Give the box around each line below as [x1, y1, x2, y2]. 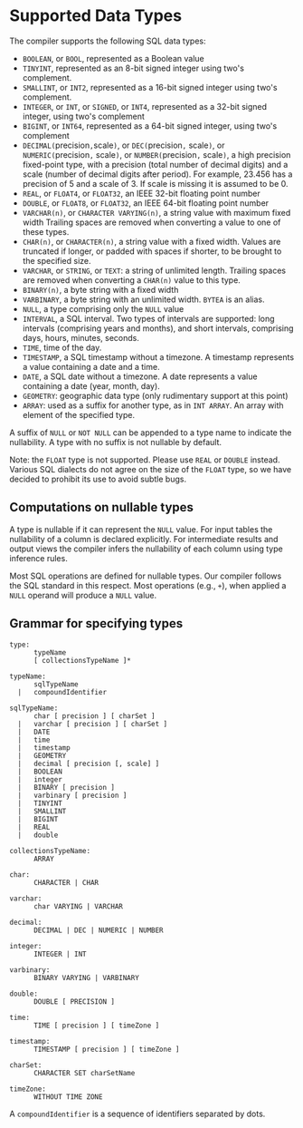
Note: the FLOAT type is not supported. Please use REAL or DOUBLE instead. [9, 454, 280, 465]
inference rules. [9, 552, 68, 563]
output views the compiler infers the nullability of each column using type [9, 543, 283, 554]
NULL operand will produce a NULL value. [9, 589, 157, 600]
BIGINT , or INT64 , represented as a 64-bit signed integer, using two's [22, 120, 278, 131]
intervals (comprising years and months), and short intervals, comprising [22, 323, 294, 334]
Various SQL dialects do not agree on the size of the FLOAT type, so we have [9, 463, 292, 474]
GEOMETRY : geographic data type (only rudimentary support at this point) [22, 390, 289, 401]
